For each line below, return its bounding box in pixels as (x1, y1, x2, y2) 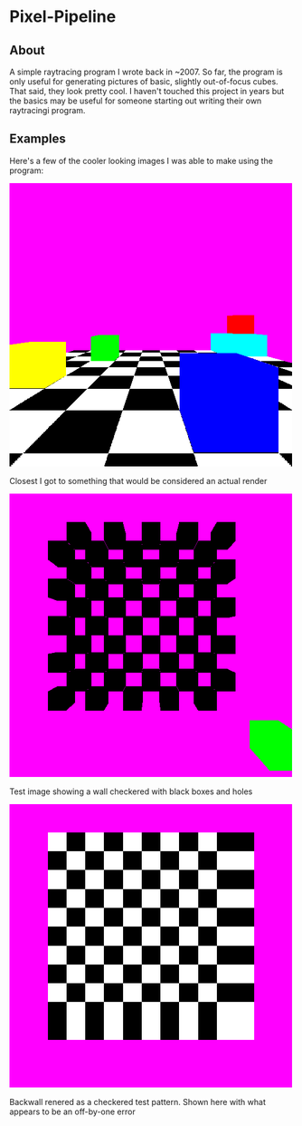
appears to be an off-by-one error (9, 1106, 136, 1117)
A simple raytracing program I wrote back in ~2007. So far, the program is (9, 66, 283, 77)
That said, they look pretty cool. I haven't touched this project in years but (9, 86, 285, 96)
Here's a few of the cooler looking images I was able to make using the (9, 155, 274, 166)
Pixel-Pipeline (9, 6, 117, 27)
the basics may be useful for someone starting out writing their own (9, 95, 262, 106)
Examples (9, 131, 66, 147)
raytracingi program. (9, 105, 86, 115)
